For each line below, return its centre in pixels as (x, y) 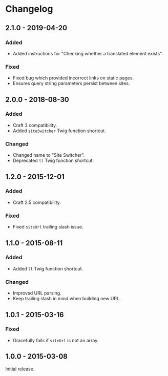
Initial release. (20, 369)
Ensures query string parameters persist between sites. (71, 83)
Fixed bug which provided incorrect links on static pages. (73, 78)
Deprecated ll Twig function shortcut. (53, 161)
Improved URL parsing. (37, 293)
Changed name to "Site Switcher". (49, 155)
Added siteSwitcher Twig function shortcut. (59, 131)
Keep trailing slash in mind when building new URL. (67, 299)
